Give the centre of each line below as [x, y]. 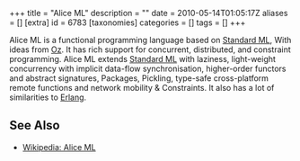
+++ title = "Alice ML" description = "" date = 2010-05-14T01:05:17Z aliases [149, 13]
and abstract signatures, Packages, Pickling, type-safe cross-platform [139, 78]
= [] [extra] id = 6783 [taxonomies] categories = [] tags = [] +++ [128, 22]
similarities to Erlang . [48, 97]
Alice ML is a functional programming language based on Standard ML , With [150, 40]
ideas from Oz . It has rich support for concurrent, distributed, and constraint [150, 49]
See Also [35, 125]
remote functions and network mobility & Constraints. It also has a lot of [142, 88]
